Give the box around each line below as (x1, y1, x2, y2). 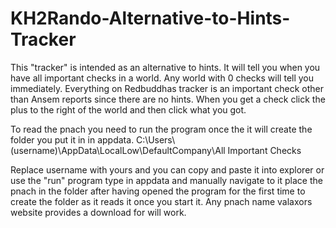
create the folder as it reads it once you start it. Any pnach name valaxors (10, 195, 313, 207)
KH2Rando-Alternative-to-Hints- (10, 7, 291, 30)
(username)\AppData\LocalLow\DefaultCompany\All (10, 144, 226, 156)
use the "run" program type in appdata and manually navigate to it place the (10, 174, 323, 186)
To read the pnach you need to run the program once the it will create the (10, 123, 313, 135)
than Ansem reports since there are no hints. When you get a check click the (10, 93, 326, 105)
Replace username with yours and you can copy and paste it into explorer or (10, 163, 325, 176)
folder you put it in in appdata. (10, 133, 135, 146)
